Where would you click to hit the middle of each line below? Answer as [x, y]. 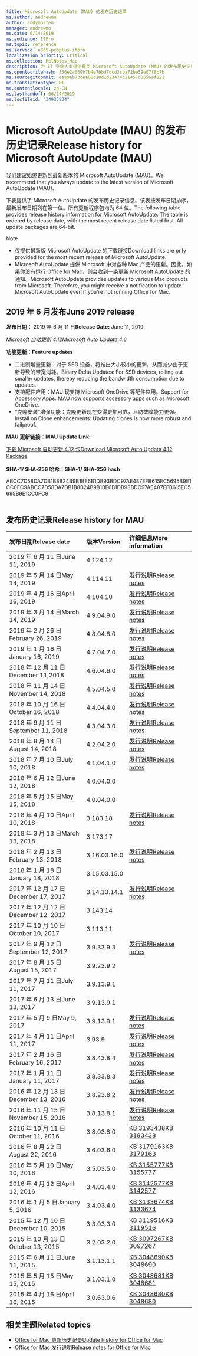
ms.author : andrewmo [32, 17]
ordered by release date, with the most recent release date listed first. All [95, 220]
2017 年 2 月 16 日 [35, 1055]
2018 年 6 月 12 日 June [42, 778]
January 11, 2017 [34, 1081]
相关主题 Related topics [49, 1324]
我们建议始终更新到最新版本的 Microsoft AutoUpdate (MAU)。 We [85, 175]
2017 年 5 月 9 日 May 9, [43, 1018]
